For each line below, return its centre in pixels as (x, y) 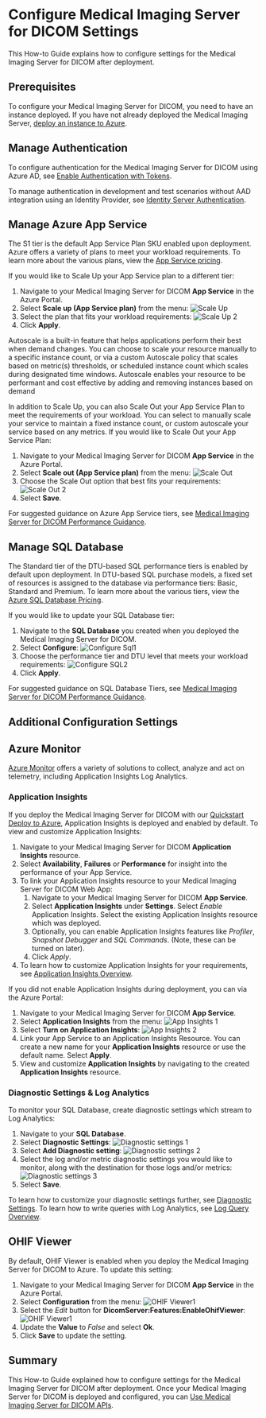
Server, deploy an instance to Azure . (68, 123)
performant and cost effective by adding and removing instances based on (131, 383)
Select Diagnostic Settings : (65, 1142)
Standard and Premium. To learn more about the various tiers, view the (124, 592)
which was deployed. (66, 923)
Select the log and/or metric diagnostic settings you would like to (126, 1159)
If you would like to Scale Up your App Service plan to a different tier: (121, 276)
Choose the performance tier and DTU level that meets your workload (134, 656)
